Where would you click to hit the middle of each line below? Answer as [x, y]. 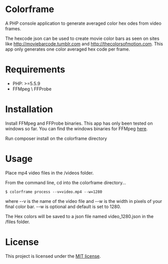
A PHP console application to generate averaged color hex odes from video [83, 23]
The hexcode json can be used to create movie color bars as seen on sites [82, 38]
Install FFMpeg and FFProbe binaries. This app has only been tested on [79, 123]
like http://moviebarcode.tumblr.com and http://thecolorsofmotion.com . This [84, 43]
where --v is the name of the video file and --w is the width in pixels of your [84, 201]
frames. [13, 28]
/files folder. [18, 222]
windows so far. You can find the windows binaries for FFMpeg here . [76, 128]
